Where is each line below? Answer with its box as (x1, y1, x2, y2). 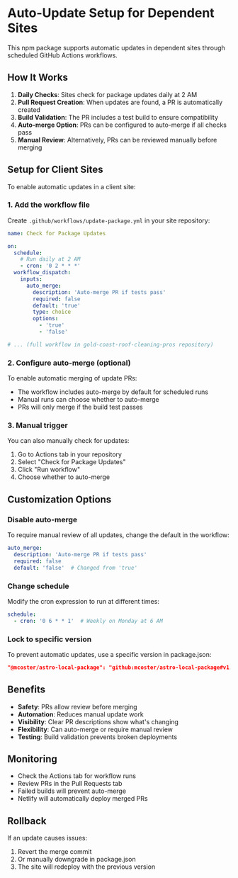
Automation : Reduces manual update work (17, 710, 144, 719)
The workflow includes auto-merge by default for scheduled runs (17, 388, 209, 396)
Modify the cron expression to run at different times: (7, 597, 159, 605)
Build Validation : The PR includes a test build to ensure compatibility (17, 113, 218, 121)
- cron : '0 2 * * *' (20, 262, 81, 270)
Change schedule (7, 581, 69, 591)
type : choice (33, 308, 72, 316)
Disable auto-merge (7, 514, 78, 524)
